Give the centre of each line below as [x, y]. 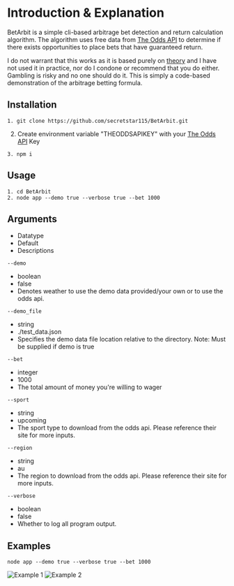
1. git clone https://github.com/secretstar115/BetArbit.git [98, 121]
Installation [32, 105]
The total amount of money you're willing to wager [89, 387]
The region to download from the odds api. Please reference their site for [122, 476]
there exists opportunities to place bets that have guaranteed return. [105, 47]
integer [28, 372]
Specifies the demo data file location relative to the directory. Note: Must [122, 339]
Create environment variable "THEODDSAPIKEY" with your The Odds [116, 133]
